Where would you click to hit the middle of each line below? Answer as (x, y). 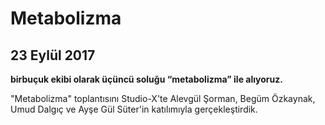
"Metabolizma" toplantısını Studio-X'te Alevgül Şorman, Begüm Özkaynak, (163, 98)
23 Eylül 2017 (53, 55)
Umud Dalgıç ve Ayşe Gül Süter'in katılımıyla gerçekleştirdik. (134, 109)
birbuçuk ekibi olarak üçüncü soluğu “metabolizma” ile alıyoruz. (146, 79)
